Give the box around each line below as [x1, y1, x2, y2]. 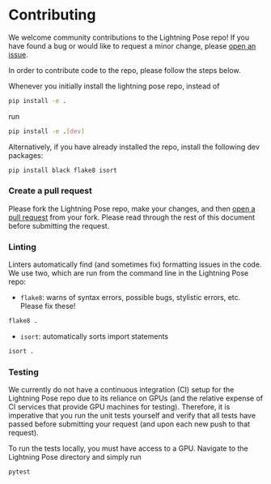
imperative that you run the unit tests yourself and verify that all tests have [8, 411, 256, 421]
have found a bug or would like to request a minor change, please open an [8, 41, 256, 50]
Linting [8, 241, 36, 252]
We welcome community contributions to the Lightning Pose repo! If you [8, 32, 250, 42]
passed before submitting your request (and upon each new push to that [8, 419, 251, 429]
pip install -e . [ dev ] [8, 127, 85, 135]
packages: [8, 150, 44, 160]
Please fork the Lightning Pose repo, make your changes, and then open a [8, 203, 256, 213]
